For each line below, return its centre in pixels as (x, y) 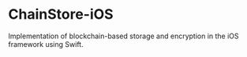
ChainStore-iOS (61, 14)
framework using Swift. (46, 44)
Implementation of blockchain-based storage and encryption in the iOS (123, 36)
